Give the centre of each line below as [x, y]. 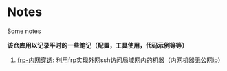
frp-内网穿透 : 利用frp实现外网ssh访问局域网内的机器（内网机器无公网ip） [120, 60]
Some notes [24, 31]
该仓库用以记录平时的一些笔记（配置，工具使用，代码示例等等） [97, 45]
